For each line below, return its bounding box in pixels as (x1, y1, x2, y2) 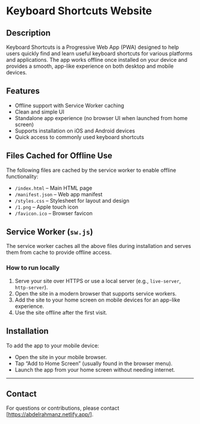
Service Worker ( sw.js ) (6, 227, 93, 237)
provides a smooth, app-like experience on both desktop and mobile (6, 62, 174, 70)
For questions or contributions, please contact (6, 404, 120, 412)
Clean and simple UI (14, 108, 64, 115)
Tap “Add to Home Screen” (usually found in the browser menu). (14, 360, 173, 367)
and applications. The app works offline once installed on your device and (6, 56, 187, 63)
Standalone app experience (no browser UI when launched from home (14, 114, 188, 121)
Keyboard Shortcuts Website (6, 4, 152, 18)
